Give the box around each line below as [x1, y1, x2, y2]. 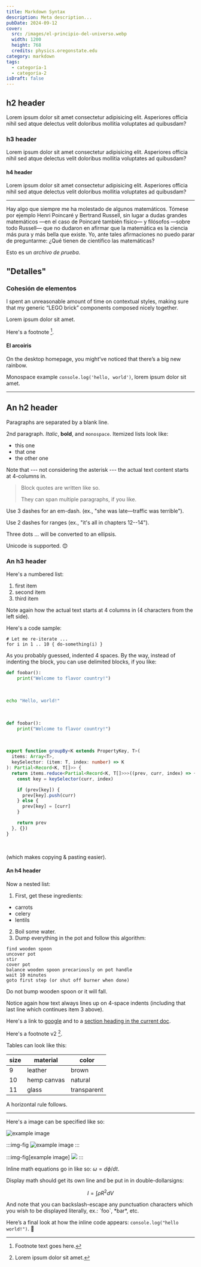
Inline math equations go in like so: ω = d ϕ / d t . [6, 1165, 120, 1172]
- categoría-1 [11, 64, 47, 71]
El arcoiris [6, 342, 32, 349]
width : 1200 [11, 37, 42, 43]
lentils [14, 916, 30, 923]
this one [14, 441, 35, 449]
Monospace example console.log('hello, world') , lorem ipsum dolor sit [6, 373, 187, 380]
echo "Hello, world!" [6, 698, 60, 704]
